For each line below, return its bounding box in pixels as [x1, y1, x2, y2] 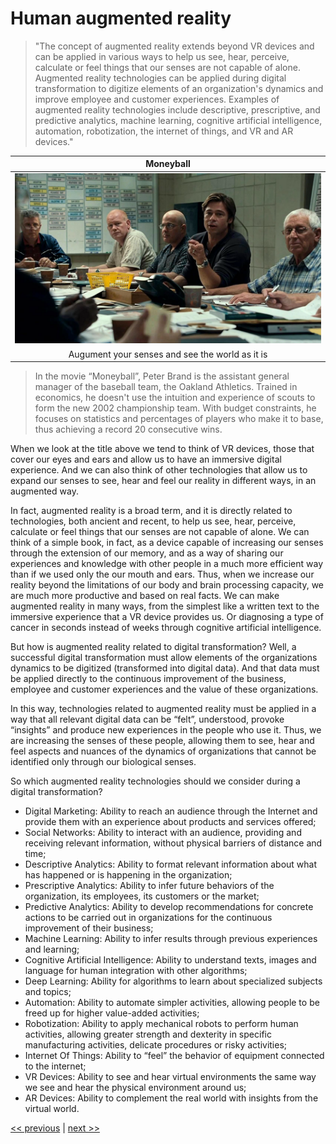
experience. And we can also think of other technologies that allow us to [10, 464, 308, 476]
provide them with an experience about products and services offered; [24, 816, 317, 828]
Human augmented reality [10, 7, 232, 30]
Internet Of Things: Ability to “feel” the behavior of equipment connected [24, 1050, 325, 1062]
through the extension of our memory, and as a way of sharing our [10, 547, 284, 559]
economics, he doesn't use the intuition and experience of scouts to [34, 392, 316, 404]
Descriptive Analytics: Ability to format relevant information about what [24, 858, 318, 871]
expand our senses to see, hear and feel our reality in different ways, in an [10, 475, 317, 487]
